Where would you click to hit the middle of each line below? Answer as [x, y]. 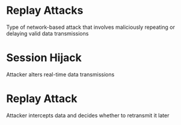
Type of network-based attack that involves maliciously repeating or [91, 27]
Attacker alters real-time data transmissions [60, 74]
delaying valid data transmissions [48, 33]
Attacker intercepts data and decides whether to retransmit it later [88, 115]
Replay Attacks [45, 11]
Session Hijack [44, 58]
